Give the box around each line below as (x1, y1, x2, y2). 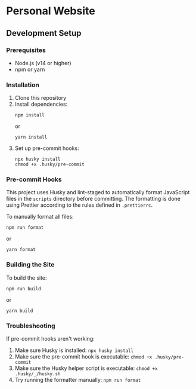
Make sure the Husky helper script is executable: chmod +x (14, 365, 158, 372)
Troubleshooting (6, 321, 55, 330)
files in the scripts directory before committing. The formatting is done (6, 195, 181, 203)
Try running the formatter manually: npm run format (14, 376, 141, 384)
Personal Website (6, 4, 95, 18)
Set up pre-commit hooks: (14, 145, 79, 152)
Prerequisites (6, 46, 46, 54)
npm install (14, 112, 45, 118)
